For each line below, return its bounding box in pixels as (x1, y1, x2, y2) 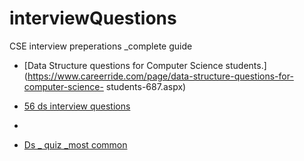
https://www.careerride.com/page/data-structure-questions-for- (27, 70, 294, 82)
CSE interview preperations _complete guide (9, 40, 193, 52)
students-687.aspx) (105, 80, 187, 92)
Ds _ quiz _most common (23, 138, 128, 151)
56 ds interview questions (23, 100, 131, 112)
